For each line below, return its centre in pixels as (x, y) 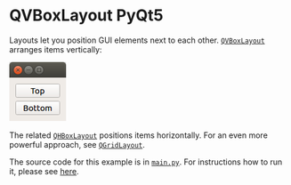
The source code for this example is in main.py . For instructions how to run (146, 162)
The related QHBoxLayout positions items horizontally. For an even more (139, 135)
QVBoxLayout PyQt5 (86, 16)
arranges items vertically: (56, 49)
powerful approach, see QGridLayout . (77, 144)
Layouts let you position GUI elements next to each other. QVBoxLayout (137, 40)
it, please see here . (44, 171)
